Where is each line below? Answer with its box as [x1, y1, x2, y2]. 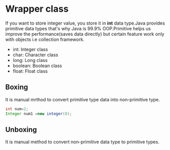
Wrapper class [5, 3, 69, 15]
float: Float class [12, 68, 48, 74]
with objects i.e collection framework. [5, 36, 84, 42]
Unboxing [5, 125, 37, 134]
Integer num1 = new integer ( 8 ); [5, 111, 72, 116]
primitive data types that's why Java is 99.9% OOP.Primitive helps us [5, 25, 151, 31]
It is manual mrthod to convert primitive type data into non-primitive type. [5, 96, 160, 102]
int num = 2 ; [5, 106, 29, 112]
